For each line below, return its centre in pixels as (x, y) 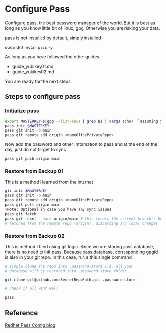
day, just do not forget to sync (36, 150)
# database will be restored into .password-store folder (66, 271)
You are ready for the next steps (38, 81)
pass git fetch (21, 214)
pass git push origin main (33, 159)
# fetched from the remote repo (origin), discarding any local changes (82, 223)
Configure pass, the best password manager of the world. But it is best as (80, 23)
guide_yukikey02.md (33, 71)
